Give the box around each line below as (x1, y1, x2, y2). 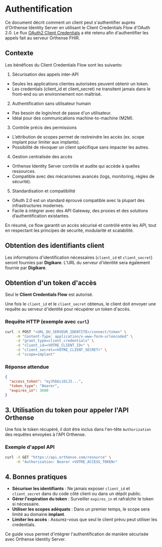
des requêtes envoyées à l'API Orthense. (5, 431, 86, 438)
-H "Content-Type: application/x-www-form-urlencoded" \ (15, 334, 133, 339)
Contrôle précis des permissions (12, 124, 77, 130)
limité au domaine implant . (12, 512, 65, 517)
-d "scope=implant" (15, 352, 55, 357)
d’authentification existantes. (12, 213, 70, 219)
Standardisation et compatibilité (12, 188, 76, 194)
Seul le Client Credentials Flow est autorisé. (5, 291, 93, 297)
